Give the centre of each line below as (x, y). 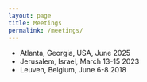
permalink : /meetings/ (46, 30)
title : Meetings (35, 23)
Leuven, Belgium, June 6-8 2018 (73, 70)
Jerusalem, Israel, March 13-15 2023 (79, 61)
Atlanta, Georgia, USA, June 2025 (75, 53)
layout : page (30, 16)
